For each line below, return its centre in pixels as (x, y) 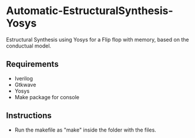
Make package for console (47, 97)
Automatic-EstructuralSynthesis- (90, 11)
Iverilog (24, 78)
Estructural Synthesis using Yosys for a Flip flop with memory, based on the (97, 39)
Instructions (29, 116)
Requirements (32, 64)
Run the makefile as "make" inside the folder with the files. (85, 130)
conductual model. (29, 46)
